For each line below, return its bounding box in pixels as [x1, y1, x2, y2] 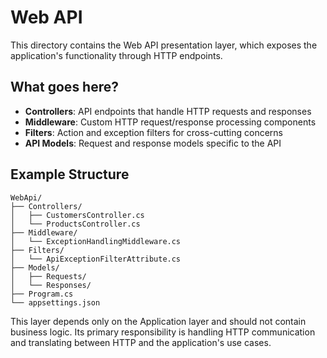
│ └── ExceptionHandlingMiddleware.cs [10, 236, 182, 246]
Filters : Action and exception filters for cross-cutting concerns [24, 126, 284, 138]
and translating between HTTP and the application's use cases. [10, 336, 272, 348]
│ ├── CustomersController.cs [10, 210, 145, 220]
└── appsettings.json [10, 297, 101, 308]
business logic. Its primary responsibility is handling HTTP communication [10, 326, 316, 338]
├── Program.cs [10, 289, 74, 299]
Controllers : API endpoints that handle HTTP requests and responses [24, 105, 312, 117]
